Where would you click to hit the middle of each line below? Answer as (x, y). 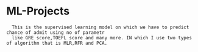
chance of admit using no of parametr (55, 32)
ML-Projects (38, 11)
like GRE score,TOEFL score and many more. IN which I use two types (102, 37)
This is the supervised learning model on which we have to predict (101, 27)
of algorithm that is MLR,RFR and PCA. (57, 43)
